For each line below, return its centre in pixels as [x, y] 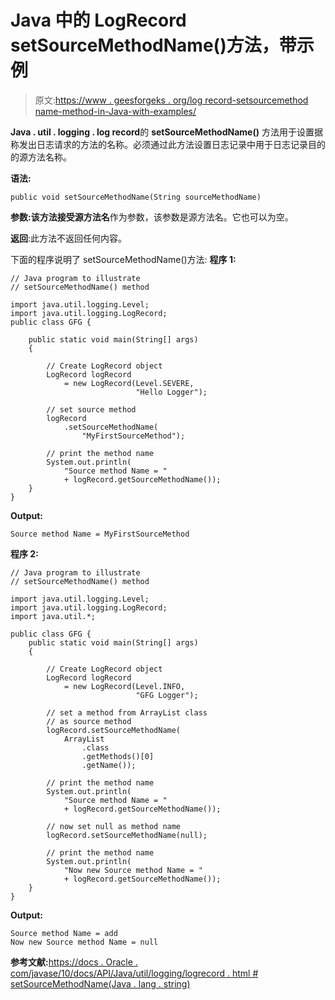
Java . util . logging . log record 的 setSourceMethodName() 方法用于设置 [162, 132]
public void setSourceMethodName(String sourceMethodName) [136, 197]
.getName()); [109, 765]
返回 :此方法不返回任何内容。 [69, 238]
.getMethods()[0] [118, 756]
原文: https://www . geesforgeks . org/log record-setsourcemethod [171, 100]
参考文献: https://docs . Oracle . [74, 962]
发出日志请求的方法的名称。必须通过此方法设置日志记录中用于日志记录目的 [172, 144]
